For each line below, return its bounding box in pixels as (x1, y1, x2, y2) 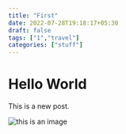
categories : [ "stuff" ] (8, 41, 83, 49)
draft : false (8, 26, 52, 34)
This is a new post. (8, 101, 70, 111)
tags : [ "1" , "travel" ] (8, 33, 80, 42)
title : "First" (8, 11, 59, 20)
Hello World (8, 75, 87, 94)
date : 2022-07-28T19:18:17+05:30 (8, 19, 119, 27)
